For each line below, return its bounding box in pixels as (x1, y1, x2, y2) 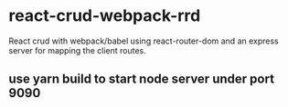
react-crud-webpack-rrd (8, 5, 201, 26)
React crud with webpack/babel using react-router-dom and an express (8, 35, 280, 46)
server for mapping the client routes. (8, 44, 147, 55)
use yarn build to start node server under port (8, 72, 275, 87)
